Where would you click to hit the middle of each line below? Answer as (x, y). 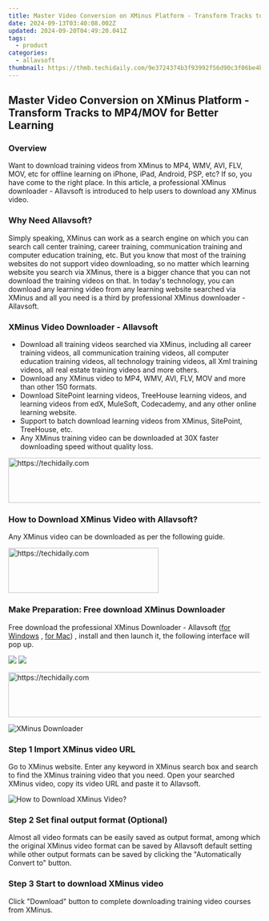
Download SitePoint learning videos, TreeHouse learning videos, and (133, 396)
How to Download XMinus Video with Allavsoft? (103, 519)
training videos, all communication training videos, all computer (124, 353)
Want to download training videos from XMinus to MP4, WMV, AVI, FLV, (126, 166)
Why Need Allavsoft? (50, 220)
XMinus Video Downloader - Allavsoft (83, 327)
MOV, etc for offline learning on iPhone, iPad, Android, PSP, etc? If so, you (130, 174)
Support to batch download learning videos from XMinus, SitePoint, (131, 421)
